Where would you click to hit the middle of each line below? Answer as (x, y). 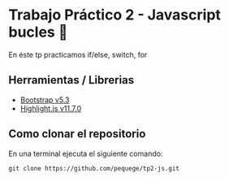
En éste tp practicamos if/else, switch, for (78, 54)
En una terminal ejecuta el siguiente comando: (86, 153)
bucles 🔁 (38, 32)
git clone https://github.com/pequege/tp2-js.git (94, 168)
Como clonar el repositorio (77, 134)
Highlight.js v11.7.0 (51, 108)
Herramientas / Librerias (71, 80)
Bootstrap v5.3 (45, 100)
